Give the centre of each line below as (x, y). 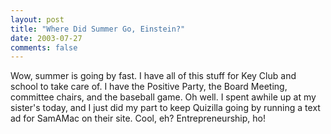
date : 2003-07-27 (46, 38)
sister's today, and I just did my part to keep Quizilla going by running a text (165, 108)
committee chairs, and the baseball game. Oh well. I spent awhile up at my (163, 97)
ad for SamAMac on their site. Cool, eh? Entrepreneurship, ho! (138, 118)
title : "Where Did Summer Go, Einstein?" (98, 29)
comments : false (44, 47)
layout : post (37, 19)
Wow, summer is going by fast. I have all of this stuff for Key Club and (153, 76)
